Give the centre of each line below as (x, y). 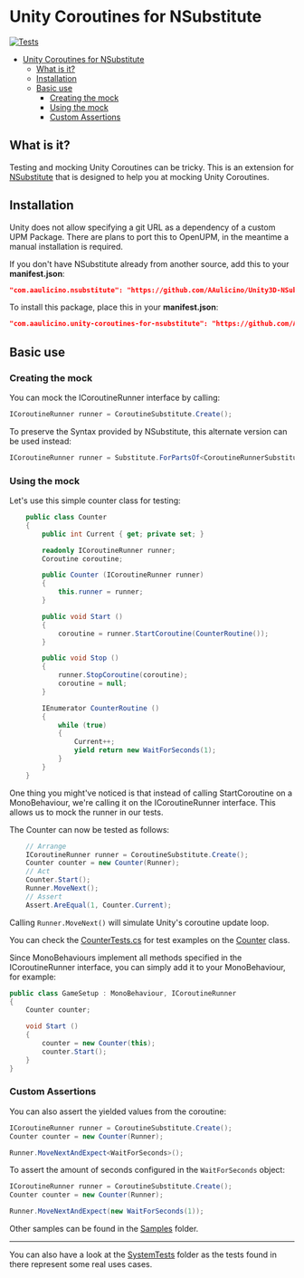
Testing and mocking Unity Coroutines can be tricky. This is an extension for (152, 167)
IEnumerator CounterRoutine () (101, 708)
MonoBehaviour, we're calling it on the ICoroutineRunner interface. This (142, 802)
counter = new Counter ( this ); (99, 1044)
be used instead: (41, 441)
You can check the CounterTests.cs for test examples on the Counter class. (150, 939)
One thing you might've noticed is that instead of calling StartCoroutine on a (151, 793)
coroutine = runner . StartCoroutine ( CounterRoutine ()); (163, 634)
